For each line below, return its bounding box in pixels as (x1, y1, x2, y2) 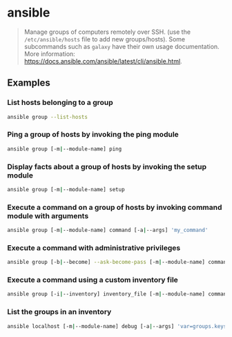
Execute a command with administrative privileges (7, 243, 181, 253)
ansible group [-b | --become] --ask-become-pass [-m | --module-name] (7, 259, 206, 266)
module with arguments (7, 211, 89, 220)
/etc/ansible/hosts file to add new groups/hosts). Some (23, 35, 186, 43)
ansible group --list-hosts (7, 113, 88, 120)
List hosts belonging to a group (7, 98, 114, 108)
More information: (23, 50, 76, 58)
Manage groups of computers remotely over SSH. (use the (23, 28, 191, 36)
